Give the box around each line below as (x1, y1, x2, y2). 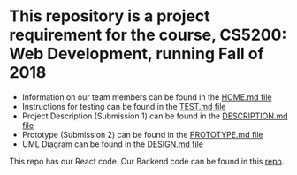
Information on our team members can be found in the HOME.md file (21, 91, 272, 103)
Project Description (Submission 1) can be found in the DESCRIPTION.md (21, 110, 288, 121)
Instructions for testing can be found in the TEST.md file (21, 101, 226, 111)
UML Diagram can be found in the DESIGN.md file (21, 139, 203, 149)
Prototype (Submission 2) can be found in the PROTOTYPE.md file (21, 129, 263, 140)
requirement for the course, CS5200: (9, 25, 287, 45)
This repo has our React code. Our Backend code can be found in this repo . (9, 156, 285, 166)
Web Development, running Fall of (9, 44, 264, 64)
